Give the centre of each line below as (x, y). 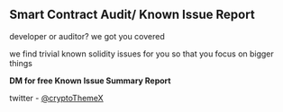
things (21, 63)
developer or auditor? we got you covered (87, 36)
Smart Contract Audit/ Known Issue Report (132, 15)
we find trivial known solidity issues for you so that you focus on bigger (142, 54)
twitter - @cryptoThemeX (56, 98)
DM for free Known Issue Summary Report (90, 81)
